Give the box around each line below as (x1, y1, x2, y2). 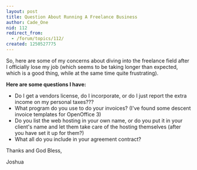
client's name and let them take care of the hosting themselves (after (14, 123, 181, 130)
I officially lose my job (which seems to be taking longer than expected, (6, 63, 178, 70)
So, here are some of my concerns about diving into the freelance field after (6, 57, 189, 64)
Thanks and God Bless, (6, 147, 62, 154)
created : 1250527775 (6, 41, 57, 47)
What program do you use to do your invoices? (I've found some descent (14, 105, 191, 112)
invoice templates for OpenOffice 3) (14, 110, 101, 117)
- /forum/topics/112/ (11, 36, 64, 41)
